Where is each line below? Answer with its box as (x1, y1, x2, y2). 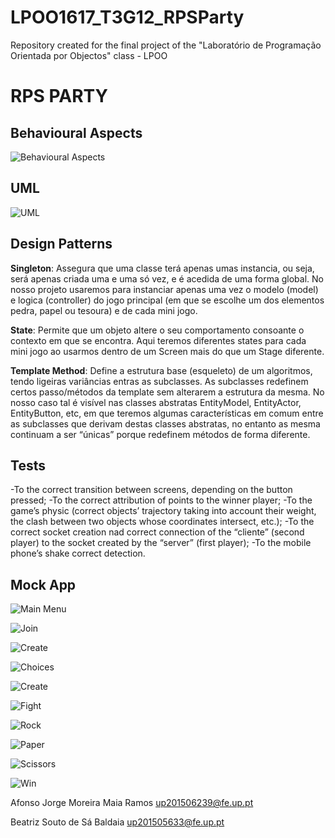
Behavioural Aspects (10, 124, 143, 141)
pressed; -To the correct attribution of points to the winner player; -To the (10, 494, 313, 506)
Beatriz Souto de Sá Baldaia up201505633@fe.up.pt (10, 816, 225, 828)
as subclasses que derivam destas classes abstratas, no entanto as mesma (10, 417, 321, 430)
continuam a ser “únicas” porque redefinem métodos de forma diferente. (10, 428, 311, 440)
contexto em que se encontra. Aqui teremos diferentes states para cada (10, 334, 307, 346)
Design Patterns (10, 236, 113, 253)
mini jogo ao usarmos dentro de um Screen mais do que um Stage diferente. (10, 345, 325, 357)
